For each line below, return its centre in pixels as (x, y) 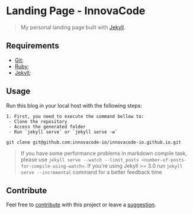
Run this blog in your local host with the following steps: (74, 105)
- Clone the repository (38, 121)
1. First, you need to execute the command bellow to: (75, 116)
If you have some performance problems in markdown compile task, (104, 153)
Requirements (33, 46)
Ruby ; (22, 66)
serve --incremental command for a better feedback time (91, 172)
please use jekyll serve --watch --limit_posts (80, 159)
